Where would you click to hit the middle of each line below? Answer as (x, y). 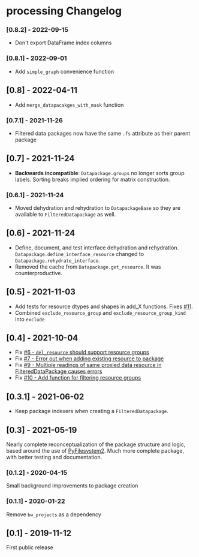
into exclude (30, 319)
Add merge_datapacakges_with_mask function (69, 105)
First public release (30, 547)
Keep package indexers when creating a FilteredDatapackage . (92, 411)
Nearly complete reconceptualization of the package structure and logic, (96, 444)
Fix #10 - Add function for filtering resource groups (78, 378)
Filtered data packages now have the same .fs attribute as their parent (102, 133)
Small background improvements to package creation (72, 486)
